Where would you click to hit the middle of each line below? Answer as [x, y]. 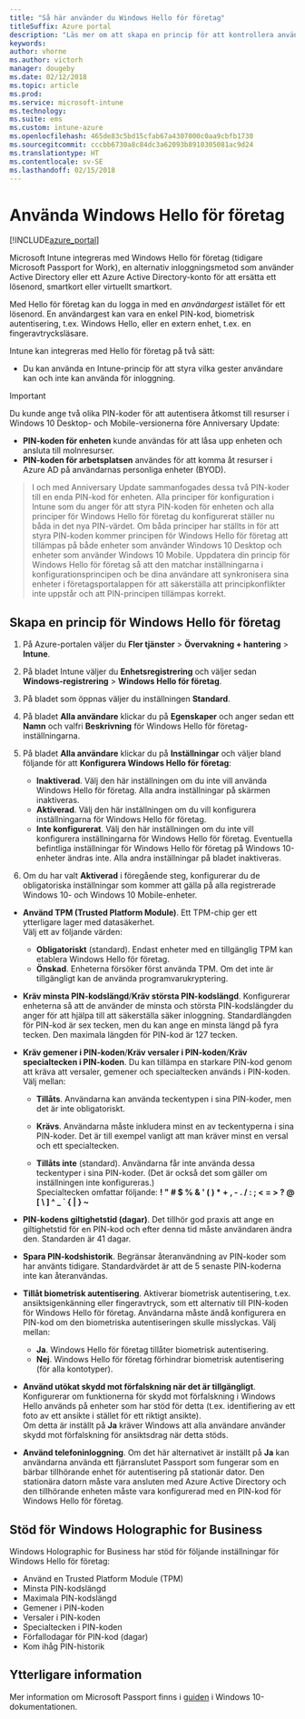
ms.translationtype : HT [54, 153]
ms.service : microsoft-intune [67, 102]
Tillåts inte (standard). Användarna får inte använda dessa [146, 1163]
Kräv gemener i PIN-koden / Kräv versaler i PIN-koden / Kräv [135, 1052]
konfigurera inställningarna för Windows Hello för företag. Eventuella [164, 839]
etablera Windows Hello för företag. [103, 960]
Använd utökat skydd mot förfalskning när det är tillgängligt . [139, 1387]
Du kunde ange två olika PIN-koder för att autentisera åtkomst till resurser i [149, 414]
